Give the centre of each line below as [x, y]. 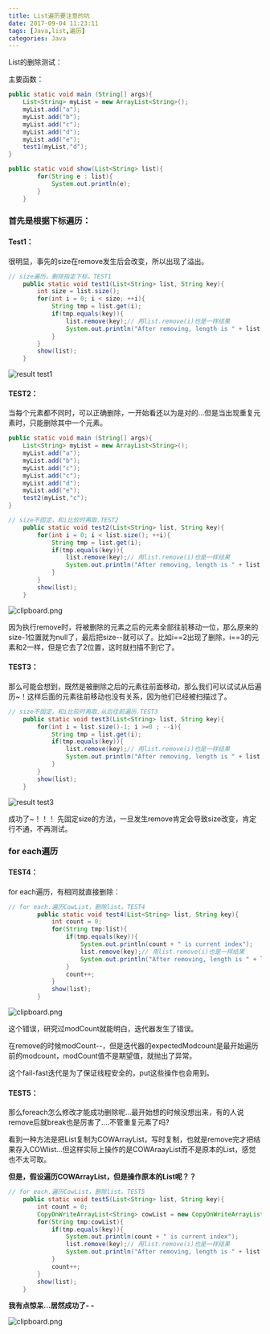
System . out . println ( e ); [91, 184]
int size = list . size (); [79, 291]
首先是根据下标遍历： [49, 221]
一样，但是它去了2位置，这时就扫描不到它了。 [103, 647]
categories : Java [37, 38]
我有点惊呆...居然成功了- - [51, 1306]
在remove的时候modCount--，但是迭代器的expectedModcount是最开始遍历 [133, 1046]
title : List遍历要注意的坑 [49, 16]
